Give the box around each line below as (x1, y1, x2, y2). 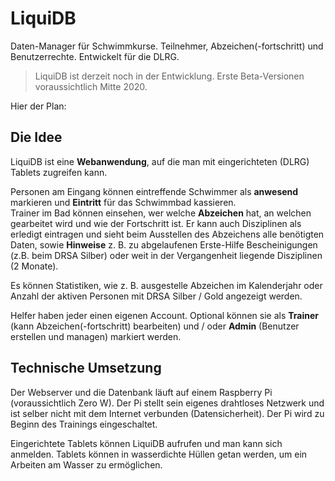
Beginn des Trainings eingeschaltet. (10, 418, 158, 430)
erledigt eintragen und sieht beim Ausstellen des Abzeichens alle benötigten (10, 228, 325, 240)
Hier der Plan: (10, 100, 67, 112)
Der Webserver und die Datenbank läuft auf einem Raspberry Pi (10, 386, 273, 398)
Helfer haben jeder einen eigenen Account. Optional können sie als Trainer (10, 309, 319, 321)
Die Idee (10, 129, 63, 146)
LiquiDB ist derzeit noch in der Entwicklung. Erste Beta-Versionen (34, 70, 305, 82)
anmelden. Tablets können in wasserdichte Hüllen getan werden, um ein (10, 448, 308, 460)
